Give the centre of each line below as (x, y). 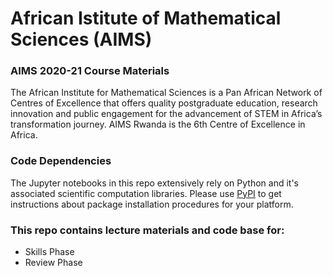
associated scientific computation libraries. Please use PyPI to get (146, 193)
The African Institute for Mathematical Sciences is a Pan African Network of (166, 93)
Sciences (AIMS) (81, 39)
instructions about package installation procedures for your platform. (152, 204)
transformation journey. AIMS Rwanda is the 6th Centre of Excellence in (158, 124)
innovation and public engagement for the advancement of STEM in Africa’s (166, 114)
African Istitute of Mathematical (146, 18)
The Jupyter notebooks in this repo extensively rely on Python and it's (154, 183)
